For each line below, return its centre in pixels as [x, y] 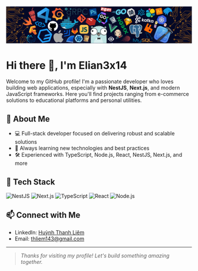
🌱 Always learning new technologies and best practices [82, 148]
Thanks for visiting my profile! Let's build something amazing [95, 255]
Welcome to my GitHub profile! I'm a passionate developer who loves [90, 82]
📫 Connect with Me [43, 215]
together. [32, 262]
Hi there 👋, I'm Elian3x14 [67, 65]
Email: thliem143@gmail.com [49, 239]
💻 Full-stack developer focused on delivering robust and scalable [95, 134]
